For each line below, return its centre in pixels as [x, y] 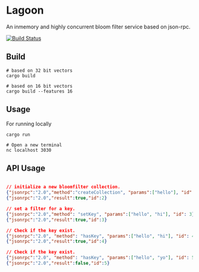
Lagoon [25, 10]
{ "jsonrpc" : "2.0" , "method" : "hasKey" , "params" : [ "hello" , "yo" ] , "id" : [98, 258]
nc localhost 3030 [29, 150]
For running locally [29, 124]
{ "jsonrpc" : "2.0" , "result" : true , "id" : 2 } [57, 198]
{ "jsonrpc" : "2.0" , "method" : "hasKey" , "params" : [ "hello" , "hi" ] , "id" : [98, 236]
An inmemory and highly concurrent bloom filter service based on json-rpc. [98, 27]
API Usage [26, 168]
